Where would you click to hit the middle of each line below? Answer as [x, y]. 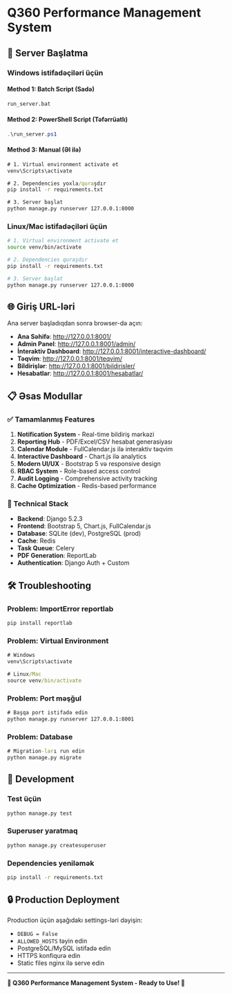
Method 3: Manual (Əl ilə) [44, 150]
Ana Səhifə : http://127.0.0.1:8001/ [64, 336]
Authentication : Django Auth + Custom [73, 563]
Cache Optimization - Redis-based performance [87, 486]
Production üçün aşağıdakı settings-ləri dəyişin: [75, 920]
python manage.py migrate [44, 758]
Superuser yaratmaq [42, 831]
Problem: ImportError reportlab [60, 608]
